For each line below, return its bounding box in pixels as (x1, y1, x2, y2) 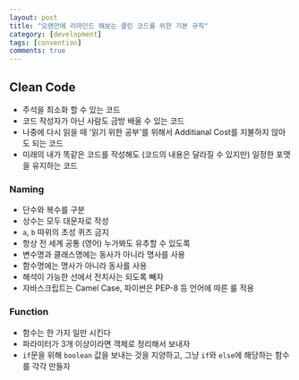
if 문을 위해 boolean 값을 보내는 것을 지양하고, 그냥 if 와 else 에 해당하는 (21, 350, 273, 360)
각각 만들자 (31, 360, 71, 371)
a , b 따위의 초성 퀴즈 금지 (21, 227, 109, 238)
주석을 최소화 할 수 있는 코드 (21, 104, 121, 114)
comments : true (9, 46, 66, 55)
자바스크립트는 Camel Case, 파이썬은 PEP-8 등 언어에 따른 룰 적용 (21, 283, 255, 293)
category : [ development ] (9, 30, 102, 38)
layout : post (9, 13, 58, 22)
